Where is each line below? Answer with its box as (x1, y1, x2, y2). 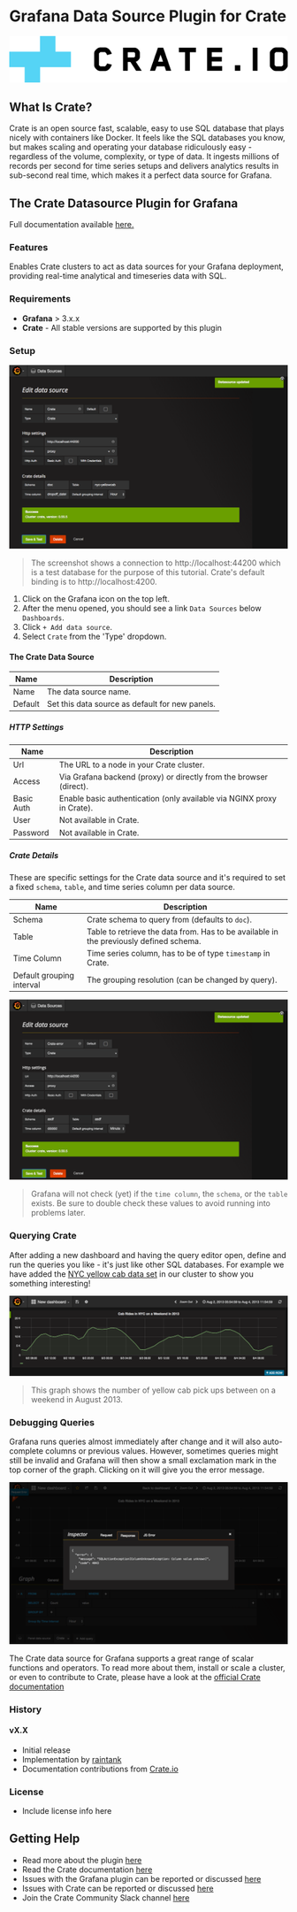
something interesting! (9, 1278, 91, 1288)
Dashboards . (21, 612, 65, 623)
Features (9, 242, 49, 254)
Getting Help (9, 1831, 80, 1847)
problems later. (30, 1208, 86, 1218)
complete (9, 1446, 44, 1456)
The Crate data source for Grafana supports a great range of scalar (9, 1653, 255, 1663)
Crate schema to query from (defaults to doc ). (87, 914, 253, 925)
